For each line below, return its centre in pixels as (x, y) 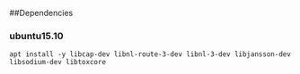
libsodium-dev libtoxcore (57, 62)
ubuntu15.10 (36, 36)
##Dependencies (41, 13)
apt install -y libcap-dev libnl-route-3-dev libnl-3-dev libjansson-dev (150, 54)
